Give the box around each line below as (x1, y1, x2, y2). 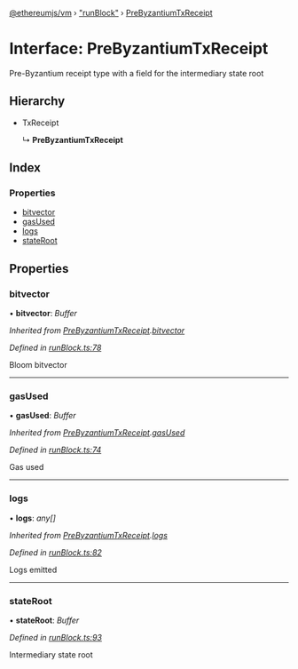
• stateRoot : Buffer (9, 615, 80, 625)
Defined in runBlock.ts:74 (9, 444, 102, 456)
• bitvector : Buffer (9, 308, 78, 319)
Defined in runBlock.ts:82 (9, 546, 102, 558)
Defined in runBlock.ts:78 (9, 342, 102, 354)
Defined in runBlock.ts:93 (9, 633, 102, 643)
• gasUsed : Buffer (9, 410, 77, 421)
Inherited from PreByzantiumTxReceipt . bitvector (9, 325, 185, 336)
